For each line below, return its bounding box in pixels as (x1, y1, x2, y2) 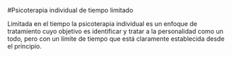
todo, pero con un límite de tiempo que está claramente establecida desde (7, 34, 225, 43)
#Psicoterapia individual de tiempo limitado (7, 6, 133, 14)
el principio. (7, 42, 42, 50)
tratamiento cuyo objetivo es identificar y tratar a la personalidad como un (7, 27, 223, 35)
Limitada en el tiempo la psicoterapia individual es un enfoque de (7, 20, 197, 27)
